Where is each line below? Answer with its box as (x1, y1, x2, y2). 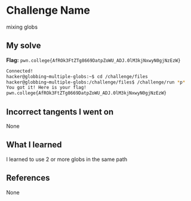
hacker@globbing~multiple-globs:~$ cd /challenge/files (6, 73, 148, 79)
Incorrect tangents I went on (6, 107, 114, 117)
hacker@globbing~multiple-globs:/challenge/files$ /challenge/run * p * (6, 79, 186, 85)
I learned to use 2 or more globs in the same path (6, 156, 127, 163)
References (6, 173, 50, 183)
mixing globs (6, 23, 38, 30)
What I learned (6, 140, 62, 150)
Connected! (6, 68, 33, 74)
